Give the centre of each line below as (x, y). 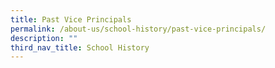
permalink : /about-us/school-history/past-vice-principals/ (138, 29)
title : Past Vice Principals (71, 19)
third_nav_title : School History (80, 47)
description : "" (44, 38)
